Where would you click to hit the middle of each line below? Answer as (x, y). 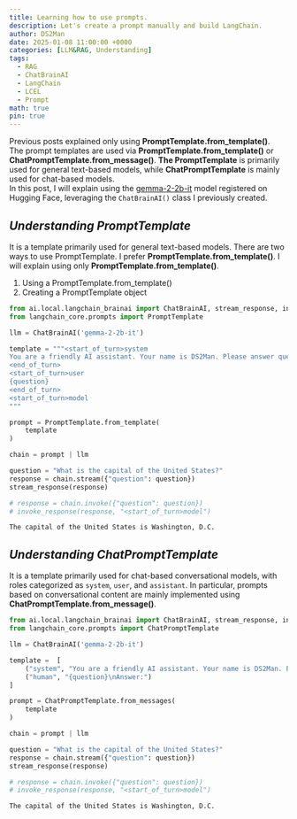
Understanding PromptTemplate (100, 225)
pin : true (27, 116)
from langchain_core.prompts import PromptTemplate (106, 317)
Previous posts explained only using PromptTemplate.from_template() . (140, 142)
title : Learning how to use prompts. (79, 17)
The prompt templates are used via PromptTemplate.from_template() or (141, 151)
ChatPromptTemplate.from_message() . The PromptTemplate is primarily (145, 160)
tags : (19, 58)
